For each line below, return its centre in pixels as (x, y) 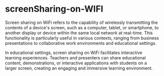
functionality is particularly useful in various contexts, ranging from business (82, 38)
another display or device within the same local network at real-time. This (79, 33)
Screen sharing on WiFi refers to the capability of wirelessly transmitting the (82, 22)
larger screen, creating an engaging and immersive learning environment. (79, 68)
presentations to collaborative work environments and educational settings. (81, 43)
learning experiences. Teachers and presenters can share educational (75, 57)
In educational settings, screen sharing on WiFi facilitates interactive (74, 53)
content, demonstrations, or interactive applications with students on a (76, 63)
